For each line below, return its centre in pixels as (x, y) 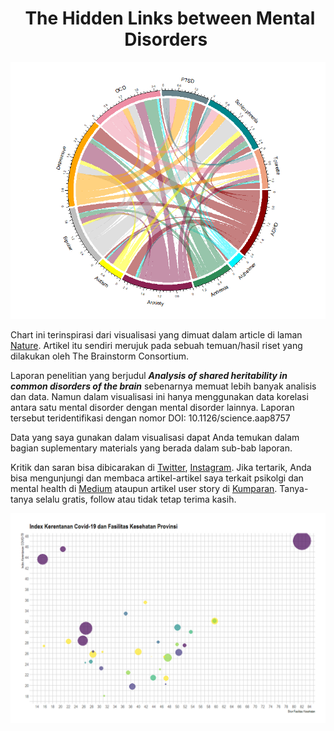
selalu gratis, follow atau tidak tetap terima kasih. (136, 499)
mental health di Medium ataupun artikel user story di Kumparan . (144, 489)
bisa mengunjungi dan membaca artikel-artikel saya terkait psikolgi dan (157, 478)
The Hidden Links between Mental (170, 18)
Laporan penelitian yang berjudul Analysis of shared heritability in (149, 376)
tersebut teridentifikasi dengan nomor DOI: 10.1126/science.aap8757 (150, 418)
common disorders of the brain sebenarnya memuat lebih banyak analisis (163, 386)
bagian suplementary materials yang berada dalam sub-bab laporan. (151, 448)
